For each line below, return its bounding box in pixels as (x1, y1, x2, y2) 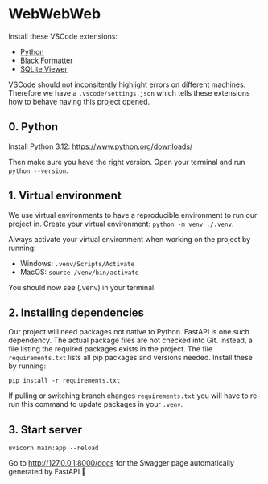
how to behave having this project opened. (8, 96, 150, 106)
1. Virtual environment (8, 189, 122, 203)
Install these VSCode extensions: (8, 31, 118, 41)
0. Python (8, 120, 59, 133)
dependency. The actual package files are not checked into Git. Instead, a (8, 335, 254, 346)
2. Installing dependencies (8, 306, 145, 319)
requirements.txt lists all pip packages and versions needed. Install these (8, 353, 254, 363)
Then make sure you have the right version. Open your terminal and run (8, 157, 245, 166)
